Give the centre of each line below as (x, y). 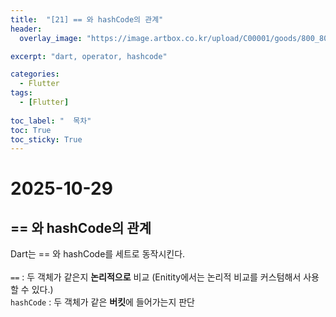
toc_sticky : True (46, 139)
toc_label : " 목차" (51, 121)
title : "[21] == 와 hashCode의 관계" (87, 19)
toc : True (31, 130)
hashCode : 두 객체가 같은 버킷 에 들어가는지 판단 (102, 302)
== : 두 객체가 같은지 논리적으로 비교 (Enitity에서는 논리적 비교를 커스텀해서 (156, 277)
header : (26, 29)
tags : (21, 93)
